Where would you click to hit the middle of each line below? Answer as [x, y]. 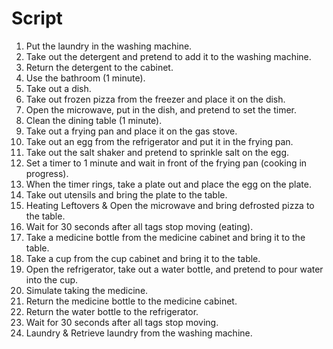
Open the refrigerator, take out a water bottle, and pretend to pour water [174, 269]
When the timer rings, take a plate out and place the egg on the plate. [168, 184]
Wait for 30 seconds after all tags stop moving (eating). [139, 226]
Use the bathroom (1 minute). [85, 78]
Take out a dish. [58, 88]
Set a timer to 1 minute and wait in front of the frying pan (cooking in [166, 163]
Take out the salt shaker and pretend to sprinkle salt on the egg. [157, 152]
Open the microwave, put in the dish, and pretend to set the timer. [161, 109]
